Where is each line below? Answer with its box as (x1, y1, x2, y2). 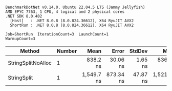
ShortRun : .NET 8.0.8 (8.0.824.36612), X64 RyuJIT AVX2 (10, 23, 134, 28)
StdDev (130, 47, 148, 54)
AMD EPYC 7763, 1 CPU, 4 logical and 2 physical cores (5, 9, 125, 14)
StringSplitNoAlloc (8, 60, 52, 66)
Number (56, 47, 77, 54)
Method (20, 47, 40, 54)
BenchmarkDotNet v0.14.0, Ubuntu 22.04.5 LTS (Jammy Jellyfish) (5, 5, 145, 10)
